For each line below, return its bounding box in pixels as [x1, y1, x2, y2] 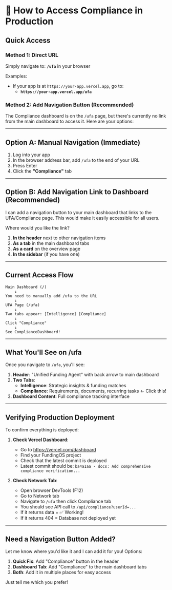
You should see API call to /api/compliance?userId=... [20, 504, 137, 510]
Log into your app [12, 151, 50, 158]
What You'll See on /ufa [5, 348, 82, 356]
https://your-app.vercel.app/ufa [20, 89, 92, 94]
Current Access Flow [5, 271, 74, 279]
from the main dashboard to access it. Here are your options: [5, 118, 134, 125]
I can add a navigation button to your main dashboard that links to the [5, 209, 152, 215]
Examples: [5, 73, 27, 79]
